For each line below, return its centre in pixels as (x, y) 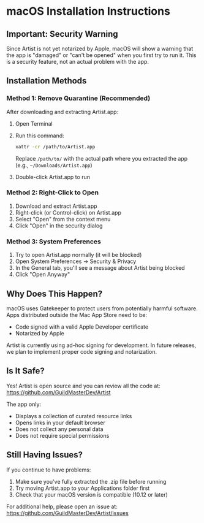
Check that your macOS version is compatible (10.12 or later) (92, 494)
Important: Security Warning (62, 34)
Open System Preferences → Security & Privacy (76, 261)
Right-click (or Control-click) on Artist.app (68, 212)
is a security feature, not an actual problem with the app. (77, 62)
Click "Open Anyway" (43, 275)
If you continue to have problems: (49, 470)
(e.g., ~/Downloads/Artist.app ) (54, 165)
